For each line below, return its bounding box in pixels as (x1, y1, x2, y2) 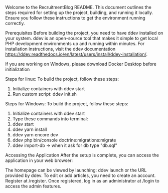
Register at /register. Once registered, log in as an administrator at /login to (5, 178, 159, 183)
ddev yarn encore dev (12, 132, 59, 137)
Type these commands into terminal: (12, 116, 88, 122)
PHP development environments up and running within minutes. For (5, 41, 145, 47)
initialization (5, 66, 30, 72)
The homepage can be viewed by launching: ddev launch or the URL (5, 167, 147, 173)
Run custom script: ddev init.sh (12, 91, 77, 97)
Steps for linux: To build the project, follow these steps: (5, 76, 119, 82)
